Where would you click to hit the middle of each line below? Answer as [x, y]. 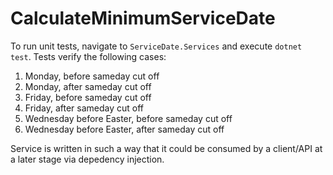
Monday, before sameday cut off [92, 76]
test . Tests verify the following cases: [88, 56]
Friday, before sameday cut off [88, 97]
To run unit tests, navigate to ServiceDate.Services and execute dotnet [156, 46]
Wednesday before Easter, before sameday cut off [128, 118]
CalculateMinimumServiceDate [143, 18]
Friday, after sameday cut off [84, 108]
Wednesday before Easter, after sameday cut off [124, 129]
